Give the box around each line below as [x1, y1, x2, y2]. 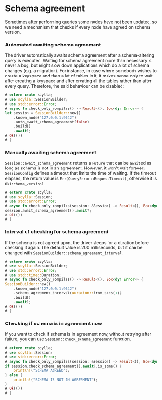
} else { [5, 372, 23, 378]
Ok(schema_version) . [5, 181, 45, 186]
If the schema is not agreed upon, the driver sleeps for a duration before [5, 239, 148, 245]
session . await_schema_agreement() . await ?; [5, 208, 92, 213]
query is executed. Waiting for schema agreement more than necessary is [5, 58, 152, 63]
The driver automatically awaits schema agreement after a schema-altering [5, 52, 155, 58]
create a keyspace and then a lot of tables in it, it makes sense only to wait [5, 73, 153, 79]
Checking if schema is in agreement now [5, 320, 102, 327]
